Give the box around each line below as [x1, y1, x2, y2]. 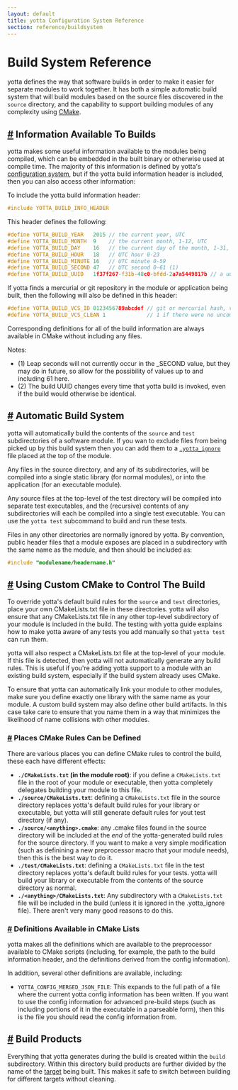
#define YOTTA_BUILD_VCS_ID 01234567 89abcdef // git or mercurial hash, [7, 305, 227, 312]
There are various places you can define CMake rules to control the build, [7, 749, 222, 757]
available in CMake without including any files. [7, 331, 143, 340]
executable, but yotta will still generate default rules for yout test [17, 808, 206, 816]
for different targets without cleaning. [7, 1074, 116, 1083]
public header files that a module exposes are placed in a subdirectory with [7, 538, 227, 546]
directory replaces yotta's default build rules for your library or [17, 801, 200, 809]
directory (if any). [17, 816, 69, 824]
